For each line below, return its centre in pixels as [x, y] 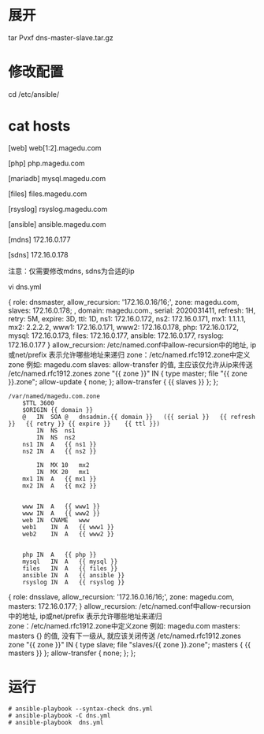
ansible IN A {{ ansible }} [74, 575]
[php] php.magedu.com [46, 163]
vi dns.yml [25, 287]
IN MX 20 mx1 [63, 472]
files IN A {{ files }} [70, 568]
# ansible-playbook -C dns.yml [59, 715]
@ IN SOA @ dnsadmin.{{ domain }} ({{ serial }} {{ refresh [139, 417]
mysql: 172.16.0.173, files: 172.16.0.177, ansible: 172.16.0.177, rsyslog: [116, 335]
